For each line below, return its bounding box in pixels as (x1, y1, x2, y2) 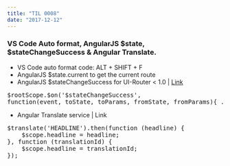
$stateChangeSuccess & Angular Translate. (7, 47, 157, 57)
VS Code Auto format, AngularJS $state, (7, 39, 145, 49)
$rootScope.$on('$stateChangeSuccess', (7, 91, 141, 99)
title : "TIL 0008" (7, 10, 60, 17)
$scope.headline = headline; (21, 131, 120, 139)
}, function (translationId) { (7, 138, 113, 145)
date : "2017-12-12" (7, 16, 63, 23)
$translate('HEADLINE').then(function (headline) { (7, 124, 185, 132)
